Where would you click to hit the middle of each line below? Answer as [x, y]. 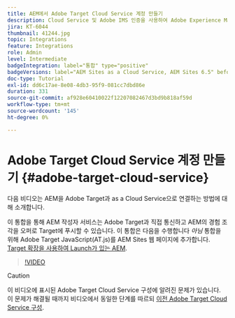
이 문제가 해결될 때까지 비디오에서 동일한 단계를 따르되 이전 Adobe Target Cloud [117, 298]
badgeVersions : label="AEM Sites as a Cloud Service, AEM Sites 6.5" [111, 72]
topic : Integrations [37, 40]
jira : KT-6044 [28, 26]
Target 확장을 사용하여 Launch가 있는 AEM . [67, 248]
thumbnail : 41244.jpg [39, 33]
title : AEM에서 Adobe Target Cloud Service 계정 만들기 [85, 14]
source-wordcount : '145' [43, 111]
